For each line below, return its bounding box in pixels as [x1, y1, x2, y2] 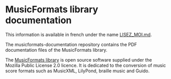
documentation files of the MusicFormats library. [5, 47, 108, 53]
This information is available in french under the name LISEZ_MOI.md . [5, 31, 152, 37]
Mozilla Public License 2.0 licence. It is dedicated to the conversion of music [5, 62, 166, 68]
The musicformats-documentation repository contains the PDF [5, 41, 137, 47]
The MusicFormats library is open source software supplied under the [5, 56, 152, 63]
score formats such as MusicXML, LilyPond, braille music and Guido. [5, 68, 150, 74]
